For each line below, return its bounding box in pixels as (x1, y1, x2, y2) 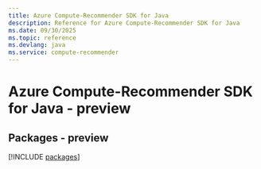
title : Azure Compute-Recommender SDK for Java (8, 11, 169, 20)
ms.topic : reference (8, 33, 77, 42)
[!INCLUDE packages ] (8, 152, 80, 161)
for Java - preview (8, 100, 131, 117)
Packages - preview (8, 131, 109, 144)
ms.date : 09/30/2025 (8, 26, 77, 34)
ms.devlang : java (8, 41, 66, 49)
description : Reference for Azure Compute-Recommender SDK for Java (8, 19, 240, 27)
